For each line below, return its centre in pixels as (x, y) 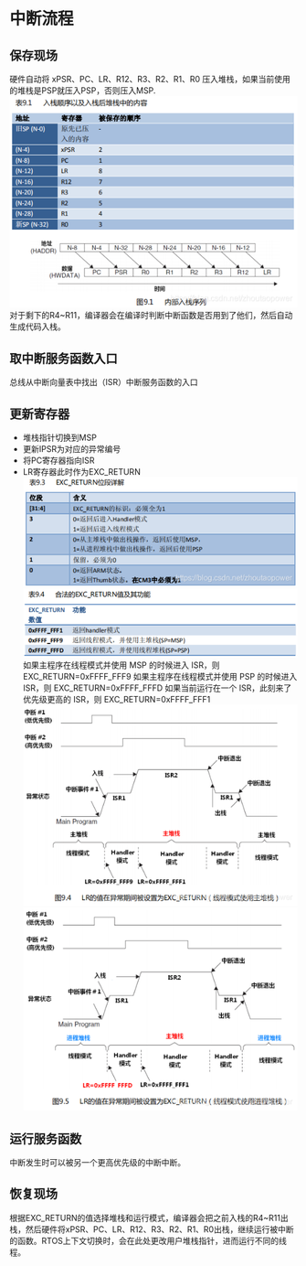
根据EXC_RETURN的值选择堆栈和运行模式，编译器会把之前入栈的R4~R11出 (149, 1218)
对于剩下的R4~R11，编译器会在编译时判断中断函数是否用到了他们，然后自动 (151, 316)
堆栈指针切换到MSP (60, 438)
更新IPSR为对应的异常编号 (72, 449)
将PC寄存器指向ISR (58, 461)
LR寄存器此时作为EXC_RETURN (82, 472)
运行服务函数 (46, 1138)
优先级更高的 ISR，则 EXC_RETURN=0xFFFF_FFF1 (116, 699)
